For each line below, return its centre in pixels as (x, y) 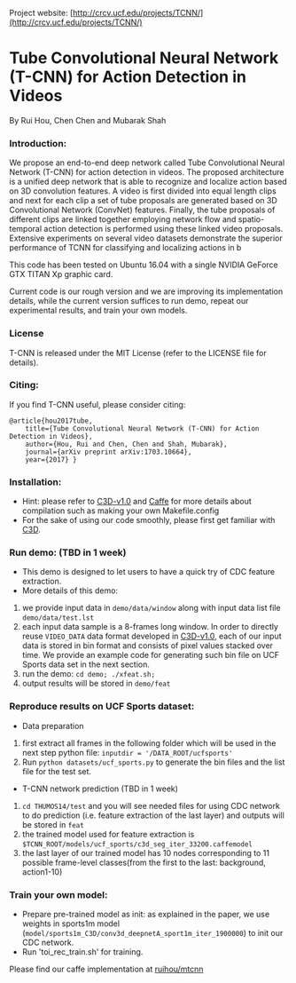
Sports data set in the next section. (86, 664)
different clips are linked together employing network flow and (123, 219)
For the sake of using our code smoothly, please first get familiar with (148, 520)
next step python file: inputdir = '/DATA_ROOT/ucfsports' (127, 752)
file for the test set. (56, 771)
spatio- (251, 219)
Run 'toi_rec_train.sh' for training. (82, 952)
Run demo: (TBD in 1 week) (68, 552)
